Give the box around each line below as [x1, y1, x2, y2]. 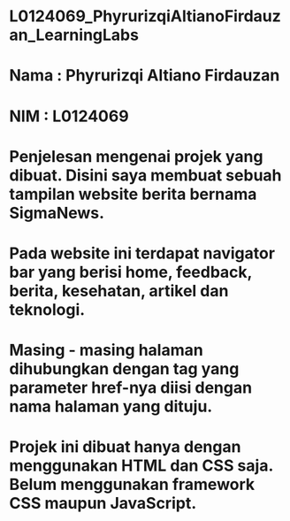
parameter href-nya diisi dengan [9, 378, 253, 398]
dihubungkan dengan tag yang [9, 359, 240, 379]
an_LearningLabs [9, 25, 140, 45]
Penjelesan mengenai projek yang [9, 146, 263, 166]
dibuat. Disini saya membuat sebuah [9, 165, 282, 185]
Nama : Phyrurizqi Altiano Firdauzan [9, 65, 280, 86]
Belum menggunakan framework [9, 475, 256, 494]
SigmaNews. [9, 203, 104, 223]
